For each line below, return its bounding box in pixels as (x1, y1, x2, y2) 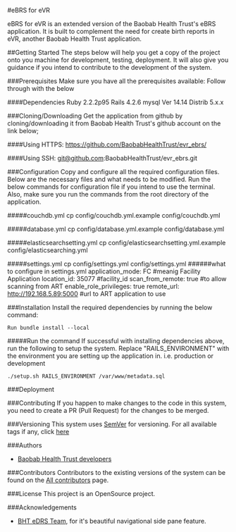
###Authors (7, 441, 42, 450)
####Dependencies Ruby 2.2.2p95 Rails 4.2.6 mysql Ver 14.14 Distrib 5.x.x (7, 98, 224, 106)
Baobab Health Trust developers (17, 454, 112, 463)
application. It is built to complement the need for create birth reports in (7, 27, 215, 35)
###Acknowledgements (7, 503, 77, 512)
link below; (7, 127, 39, 135)
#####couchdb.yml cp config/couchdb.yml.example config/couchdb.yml (7, 211, 221, 219)
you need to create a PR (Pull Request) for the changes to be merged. (7, 407, 209, 414)
